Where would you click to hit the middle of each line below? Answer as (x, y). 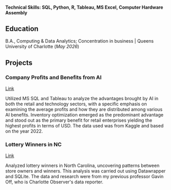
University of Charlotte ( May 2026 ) (42, 47)
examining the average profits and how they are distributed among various (84, 109)
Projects (19, 62)
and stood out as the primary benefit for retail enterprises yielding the (79, 120)
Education (22, 28)
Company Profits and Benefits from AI (54, 77)
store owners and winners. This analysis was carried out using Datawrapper (85, 171)
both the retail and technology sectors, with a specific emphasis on (76, 104)
